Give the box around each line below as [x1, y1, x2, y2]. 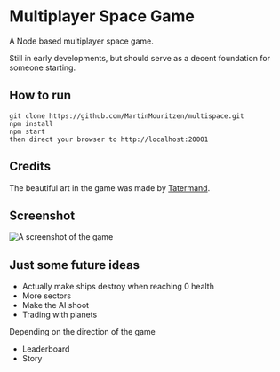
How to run [9, 88, 72, 103]
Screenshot [9, 208, 76, 223]
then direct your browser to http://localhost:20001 [9, 135, 209, 144]
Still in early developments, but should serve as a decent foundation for [9, 52, 271, 63]
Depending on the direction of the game [9, 327, 156, 337]
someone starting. [9, 62, 76, 73]
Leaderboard [21, 344, 70, 354]
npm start [9, 127, 46, 136]
